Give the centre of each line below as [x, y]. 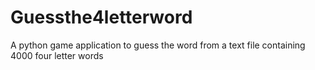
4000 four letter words [57, 55]
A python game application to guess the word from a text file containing [158, 45]
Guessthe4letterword [101, 17]
